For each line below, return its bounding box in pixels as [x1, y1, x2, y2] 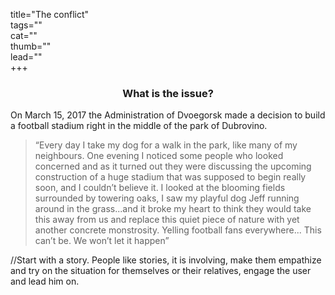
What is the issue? [122, 86, 214, 100]
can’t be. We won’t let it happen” [34, 235, 170, 247]
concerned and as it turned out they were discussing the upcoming [34, 160, 312, 173]
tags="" [10, 19, 43, 31]
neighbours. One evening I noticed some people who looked [34, 150, 284, 162]
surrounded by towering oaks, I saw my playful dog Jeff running [34, 192, 300, 204]
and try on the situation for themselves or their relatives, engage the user [10, 265, 312, 277]
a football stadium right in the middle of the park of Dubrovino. [10, 120, 268, 132]
